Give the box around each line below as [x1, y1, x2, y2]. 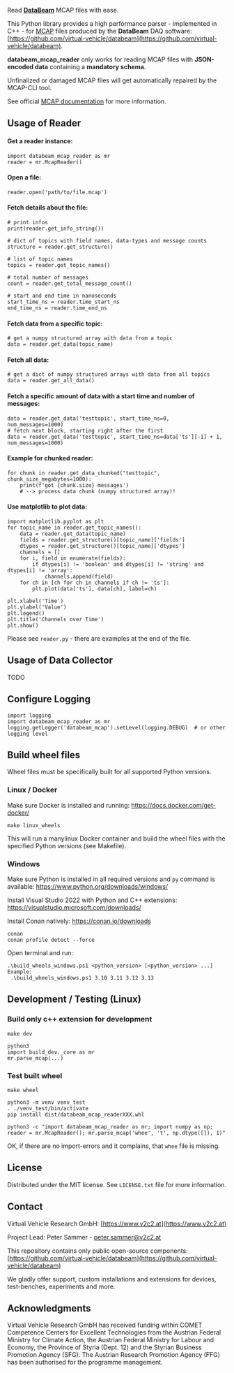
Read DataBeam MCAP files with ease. [7, 6, 119, 14]
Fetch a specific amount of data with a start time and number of [7, 392, 195, 400]
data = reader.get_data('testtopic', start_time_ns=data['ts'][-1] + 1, [7, 433, 223, 440]
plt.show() [7, 622, 39, 630]
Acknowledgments [7, 1302, 92, 1314]
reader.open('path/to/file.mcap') [7, 189, 108, 196]
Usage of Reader [7, 117, 81, 129]
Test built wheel [7, 1070, 63, 1080]
